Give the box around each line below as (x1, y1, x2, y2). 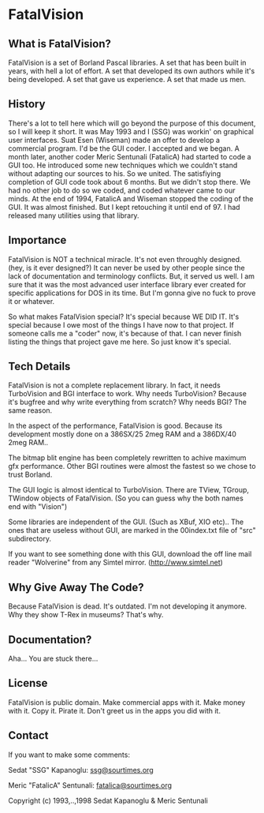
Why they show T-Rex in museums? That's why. (8, 610, 164, 620)
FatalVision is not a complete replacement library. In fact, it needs (8, 380, 221, 390)
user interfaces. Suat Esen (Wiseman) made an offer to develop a (8, 135, 221, 144)
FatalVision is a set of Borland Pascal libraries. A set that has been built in (8, 58, 247, 67)
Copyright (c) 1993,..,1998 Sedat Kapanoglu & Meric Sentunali (8, 796, 209, 805)
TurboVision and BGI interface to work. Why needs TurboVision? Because (8, 389, 247, 399)
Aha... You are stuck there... (8, 654, 99, 664)
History (8, 97, 46, 111)
